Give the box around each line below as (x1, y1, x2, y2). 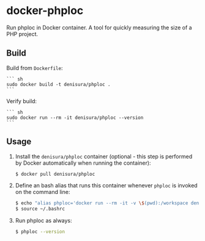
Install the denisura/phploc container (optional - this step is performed (15, 153, 193, 160)
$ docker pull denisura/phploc (15, 171, 95, 177)
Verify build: (6, 97, 37, 104)
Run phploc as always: (15, 217, 72, 225)
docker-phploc (6, 4, 84, 18)
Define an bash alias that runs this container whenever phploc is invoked (15, 182, 198, 189)
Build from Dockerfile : (6, 64, 63, 71)
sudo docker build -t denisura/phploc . (6, 81, 111, 87)
